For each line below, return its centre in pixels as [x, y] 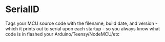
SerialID [23, 9]
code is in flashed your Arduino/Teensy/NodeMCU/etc [63, 34]
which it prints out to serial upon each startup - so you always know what [83, 28]
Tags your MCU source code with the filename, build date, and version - [81, 23]
